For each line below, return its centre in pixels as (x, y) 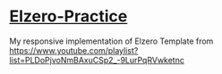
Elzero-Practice (68, 16)
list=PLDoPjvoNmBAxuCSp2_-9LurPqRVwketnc (97, 60)
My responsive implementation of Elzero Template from (111, 41)
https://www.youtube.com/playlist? (74, 50)
